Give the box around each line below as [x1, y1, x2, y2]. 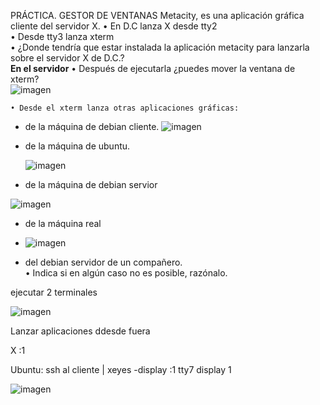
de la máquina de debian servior [24, 179, 158, 190]
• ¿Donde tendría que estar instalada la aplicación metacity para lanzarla [10, 41, 310, 53]
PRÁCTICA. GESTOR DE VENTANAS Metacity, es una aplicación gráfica [10, 10, 305, 21]
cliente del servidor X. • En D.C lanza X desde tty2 [10, 20, 218, 32]
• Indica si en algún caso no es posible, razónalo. [24, 267, 228, 279]
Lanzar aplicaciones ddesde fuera [10, 325, 151, 337]
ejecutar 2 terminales [10, 286, 98, 298]
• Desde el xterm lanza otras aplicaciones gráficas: [10, 103, 240, 113]
